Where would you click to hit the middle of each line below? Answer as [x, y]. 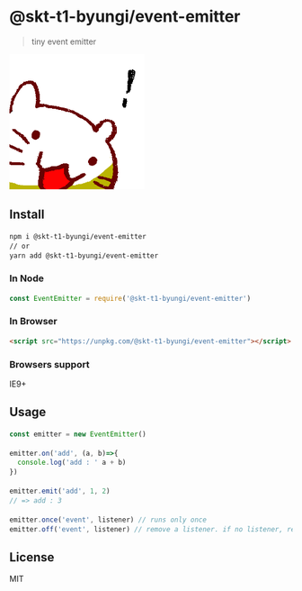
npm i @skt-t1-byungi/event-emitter [78, 236]
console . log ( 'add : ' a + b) [72, 463]
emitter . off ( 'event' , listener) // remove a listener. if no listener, [146, 529]
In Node [27, 278]
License [32, 557]
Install [27, 215]
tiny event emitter [64, 41]
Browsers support [49, 364]
